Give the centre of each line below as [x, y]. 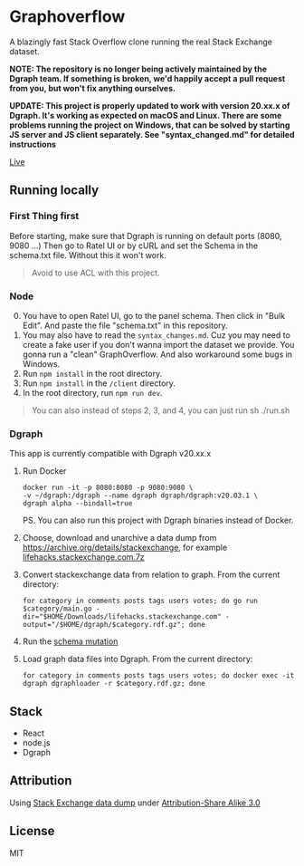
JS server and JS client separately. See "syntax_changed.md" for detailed [152, 134]
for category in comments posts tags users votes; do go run [140, 601]
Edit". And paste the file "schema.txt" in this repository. [125, 325]
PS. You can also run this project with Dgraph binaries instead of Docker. [158, 520]
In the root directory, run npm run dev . [92, 392]
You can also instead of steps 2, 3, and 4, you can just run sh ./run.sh [161, 410]
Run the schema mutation [70, 641]
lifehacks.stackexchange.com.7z [83, 557]
